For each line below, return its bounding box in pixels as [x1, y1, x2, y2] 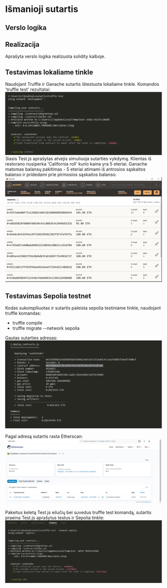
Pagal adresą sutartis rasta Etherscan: [5, 433, 83, 439]
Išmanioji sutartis [5, 3, 79, 15]
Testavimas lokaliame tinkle [5, 68, 93, 76]
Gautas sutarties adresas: [5, 335, 58, 341]
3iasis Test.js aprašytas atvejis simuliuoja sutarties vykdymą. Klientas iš [5, 156, 152, 162]
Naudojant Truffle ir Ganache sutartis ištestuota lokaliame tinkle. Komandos [5, 81, 160, 87]
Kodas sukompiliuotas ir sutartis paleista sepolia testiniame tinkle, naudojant [5, 305, 161, 311]
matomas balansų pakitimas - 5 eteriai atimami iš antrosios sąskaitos [5, 166, 146, 172]
